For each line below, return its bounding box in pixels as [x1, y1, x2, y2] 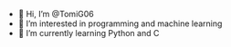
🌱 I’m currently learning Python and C [17, 28, 160, 38]
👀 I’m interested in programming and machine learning [17, 18, 223, 29]
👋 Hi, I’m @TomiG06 [17, 9, 94, 19]
